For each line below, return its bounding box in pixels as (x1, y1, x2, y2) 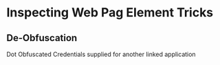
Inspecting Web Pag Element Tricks (6, 5, 214, 21)
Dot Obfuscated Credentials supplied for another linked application (6, 50, 197, 58)
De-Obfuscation (6, 32, 78, 44)
